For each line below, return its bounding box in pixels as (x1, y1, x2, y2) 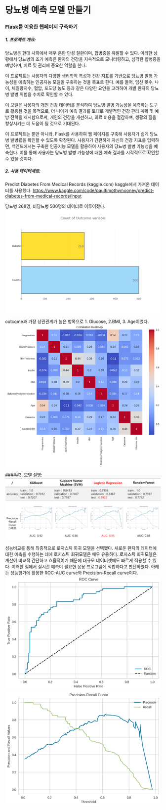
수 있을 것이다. (5, 156, 33, 162)
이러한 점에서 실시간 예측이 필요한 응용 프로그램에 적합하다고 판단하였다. (11, 563, 150, 569)
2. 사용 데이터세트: (5, 168, 41, 174)
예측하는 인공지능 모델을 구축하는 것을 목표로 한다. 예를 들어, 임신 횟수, (18, 79, 154, 85)
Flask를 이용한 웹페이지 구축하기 (5, 23, 78, 30)
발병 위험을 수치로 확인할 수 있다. (10, 91, 74, 97)
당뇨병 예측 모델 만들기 (5, 4, 91, 16)
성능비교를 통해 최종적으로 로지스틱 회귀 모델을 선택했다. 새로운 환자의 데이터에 (5, 545, 157, 551)
